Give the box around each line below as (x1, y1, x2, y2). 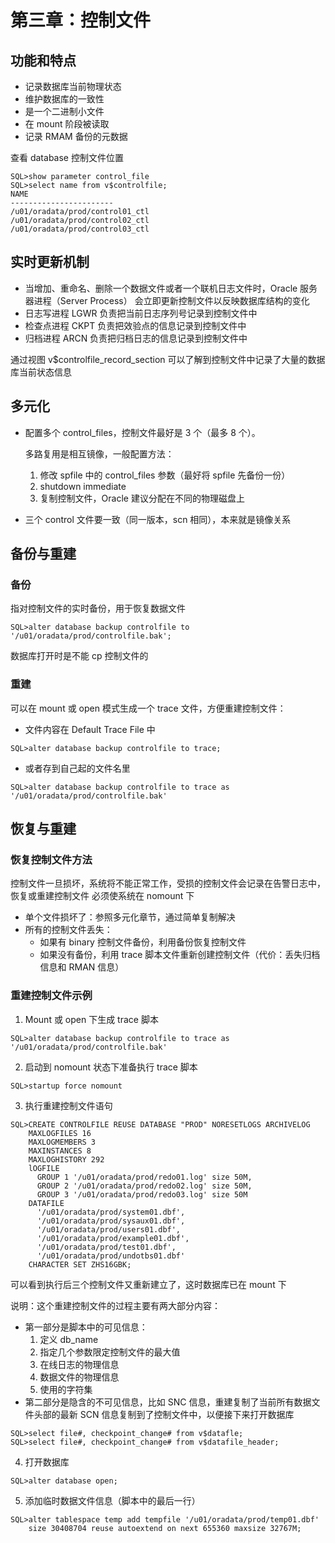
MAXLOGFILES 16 (28, 1128, 92, 1138)
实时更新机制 (10, 254, 90, 271)
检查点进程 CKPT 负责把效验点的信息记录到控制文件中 (24, 319, 247, 331)
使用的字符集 (39, 1383, 93, 1395)
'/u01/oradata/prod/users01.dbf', (36, 1224, 182, 1235)
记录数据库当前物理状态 (24, 81, 122, 92)
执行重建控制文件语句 (24, 1099, 113, 1111)
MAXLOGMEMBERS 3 (28, 1137, 97, 1147)
